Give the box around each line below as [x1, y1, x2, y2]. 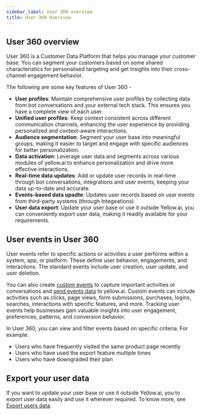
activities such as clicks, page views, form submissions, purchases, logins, [6, 294, 192, 301]
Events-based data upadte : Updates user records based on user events [14, 191, 195, 199]
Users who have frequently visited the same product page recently [14, 343, 181, 350]
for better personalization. [14, 146, 80, 154]
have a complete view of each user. [14, 108, 103, 115]
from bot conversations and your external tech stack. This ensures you [14, 102, 191, 109]
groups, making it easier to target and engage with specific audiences [14, 140, 188, 148]
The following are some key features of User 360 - [6, 84, 132, 91]
